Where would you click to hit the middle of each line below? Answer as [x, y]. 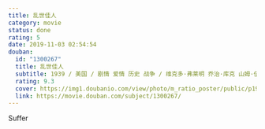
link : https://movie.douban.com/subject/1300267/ [98, 96]
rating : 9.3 [35, 81]
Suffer [19, 118]
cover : [26, 88]
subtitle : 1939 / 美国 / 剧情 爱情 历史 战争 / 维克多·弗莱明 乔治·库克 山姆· [134, 74]
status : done [30, 30]
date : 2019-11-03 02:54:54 [52, 45]
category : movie [35, 23]
